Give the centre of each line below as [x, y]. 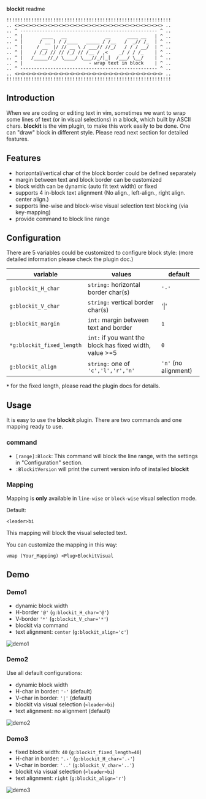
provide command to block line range [63, 219]
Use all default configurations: [44, 672]
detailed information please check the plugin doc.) [70, 259]
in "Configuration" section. [49, 462]
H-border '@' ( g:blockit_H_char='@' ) [62, 612]
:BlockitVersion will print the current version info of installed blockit [102, 469]
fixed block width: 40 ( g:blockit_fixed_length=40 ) [78, 752]
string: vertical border [121, 302]
